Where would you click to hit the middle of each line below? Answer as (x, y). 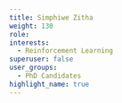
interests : (29, 43)
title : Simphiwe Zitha (51, 17)
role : (19, 34)
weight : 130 (31, 26)
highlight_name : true (49, 84)
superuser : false (41, 59)
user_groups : (33, 68)
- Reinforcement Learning (65, 51)
